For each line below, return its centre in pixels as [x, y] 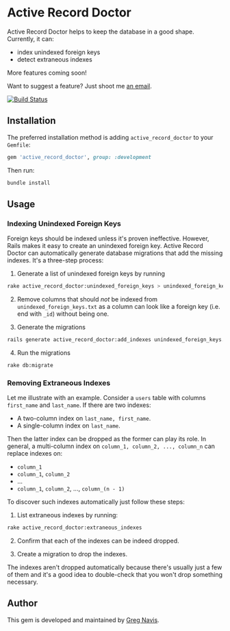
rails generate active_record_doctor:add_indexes [79, 340]
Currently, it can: [30, 38]
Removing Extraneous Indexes [59, 383]
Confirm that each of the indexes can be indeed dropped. [98, 541]
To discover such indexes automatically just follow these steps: [96, 502]
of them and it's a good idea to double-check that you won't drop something [115, 574]
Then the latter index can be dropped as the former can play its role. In [107, 439]
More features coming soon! [47, 73]
